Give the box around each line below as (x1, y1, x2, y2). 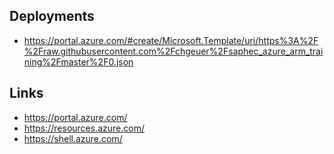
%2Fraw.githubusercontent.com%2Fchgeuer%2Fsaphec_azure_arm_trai (23, 45, 324, 57)
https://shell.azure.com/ (23, 132, 123, 144)
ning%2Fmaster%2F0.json (23, 55, 134, 68)
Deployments (9, 8, 95, 25)
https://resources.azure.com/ (23, 122, 146, 134)
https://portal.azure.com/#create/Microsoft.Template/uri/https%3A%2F (23, 34, 319, 46)
